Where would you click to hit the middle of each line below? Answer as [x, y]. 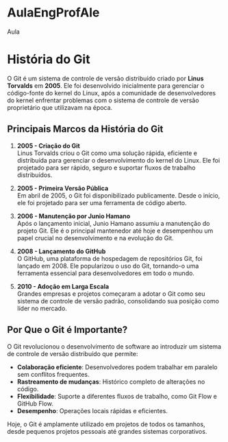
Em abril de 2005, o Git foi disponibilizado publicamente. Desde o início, [118, 195]
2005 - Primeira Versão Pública [63, 188]
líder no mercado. [42, 308]
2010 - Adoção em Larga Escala [63, 286]
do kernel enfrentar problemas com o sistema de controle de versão [103, 100]
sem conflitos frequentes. [53, 374]
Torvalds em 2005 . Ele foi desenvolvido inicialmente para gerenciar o [106, 85]
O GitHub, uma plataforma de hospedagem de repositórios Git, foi [110, 258]
